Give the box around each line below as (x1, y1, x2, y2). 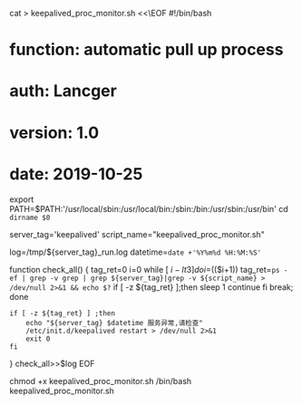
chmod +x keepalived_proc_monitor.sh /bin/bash (9, 375, 192, 386)
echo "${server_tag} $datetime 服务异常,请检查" (25, 318, 203, 327)
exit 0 (25, 334, 51, 343)
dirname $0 (9, 213, 51, 222)
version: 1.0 (9, 122, 100, 143)
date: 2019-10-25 (9, 163, 143, 184)
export (9, 194, 34, 205)
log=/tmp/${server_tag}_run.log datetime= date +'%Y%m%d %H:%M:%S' (9, 246, 261, 257)
